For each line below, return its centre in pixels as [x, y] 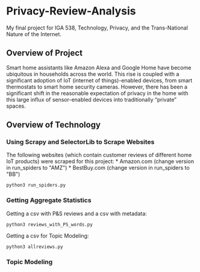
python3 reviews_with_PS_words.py [50, 224]
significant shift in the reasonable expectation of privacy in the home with [97, 93]
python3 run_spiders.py [36, 185]
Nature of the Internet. [34, 34]
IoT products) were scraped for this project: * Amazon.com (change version [100, 161]
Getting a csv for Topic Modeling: [48, 235]
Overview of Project [45, 53]
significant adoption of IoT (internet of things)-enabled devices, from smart [99, 80]
